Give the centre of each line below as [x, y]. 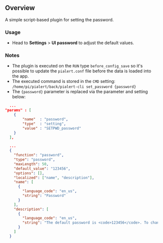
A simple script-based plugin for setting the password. [59, 19]
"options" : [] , [29, 173]
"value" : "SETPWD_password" [52, 128]
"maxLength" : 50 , [31, 164]
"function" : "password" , [39, 155]
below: [19, 97]
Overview [20, 8]
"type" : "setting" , [44, 124]
